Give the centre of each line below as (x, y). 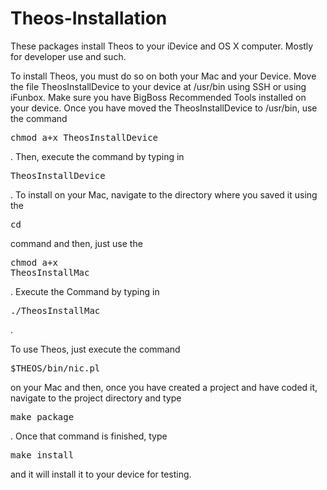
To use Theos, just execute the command (95, 349)
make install (42, 455)
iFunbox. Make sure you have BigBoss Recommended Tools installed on (158, 97)
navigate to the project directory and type (96, 398)
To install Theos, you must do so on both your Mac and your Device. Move (163, 76)
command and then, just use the (76, 243)
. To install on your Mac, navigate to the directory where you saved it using (164, 194)
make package (42, 416)
